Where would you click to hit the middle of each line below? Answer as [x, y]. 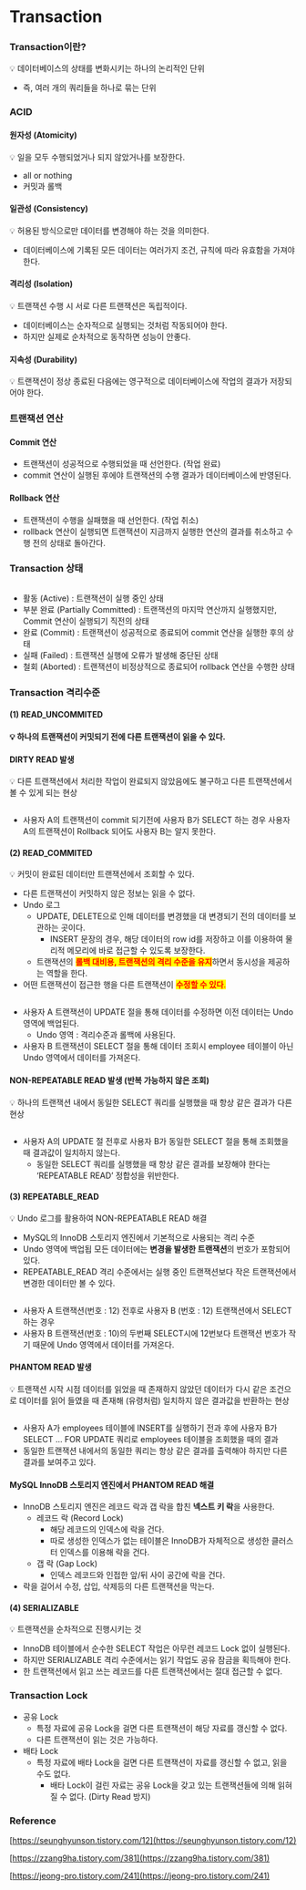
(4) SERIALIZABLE [44, 1607]
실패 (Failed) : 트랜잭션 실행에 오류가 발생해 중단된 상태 [120, 655]
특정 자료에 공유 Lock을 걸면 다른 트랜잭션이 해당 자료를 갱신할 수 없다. [162, 1728]
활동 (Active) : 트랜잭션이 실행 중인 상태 [93, 598]
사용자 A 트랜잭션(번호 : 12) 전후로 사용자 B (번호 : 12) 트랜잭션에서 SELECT [158, 1310]
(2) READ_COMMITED [51, 852]
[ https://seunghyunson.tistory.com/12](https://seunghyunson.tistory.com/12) [153, 1840]
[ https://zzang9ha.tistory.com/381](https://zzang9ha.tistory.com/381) [140, 1858]
